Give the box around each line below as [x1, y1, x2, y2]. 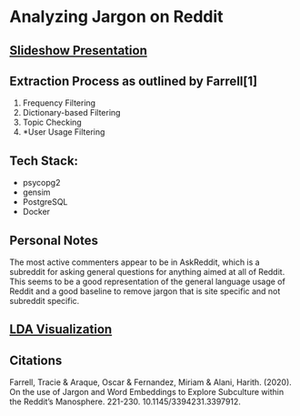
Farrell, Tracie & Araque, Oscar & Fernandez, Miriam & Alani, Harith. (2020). [9, 377, 293, 388]
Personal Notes [9, 232, 98, 248]
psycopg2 [22, 178, 61, 188]
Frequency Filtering [22, 97, 96, 108]
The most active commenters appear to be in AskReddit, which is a [9, 257, 261, 268]
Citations [9, 352, 63, 368]
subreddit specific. [9, 296, 80, 307]
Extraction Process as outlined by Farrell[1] [9, 73, 257, 88]
